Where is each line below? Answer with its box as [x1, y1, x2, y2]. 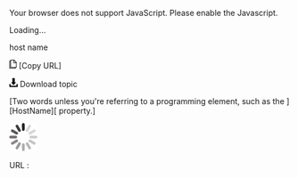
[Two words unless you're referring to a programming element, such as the [9, 96, 286, 106]
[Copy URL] [18, 61, 62, 70]
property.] [58, 106, 96, 116]
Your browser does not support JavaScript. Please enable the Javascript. [9, 8, 278, 18]
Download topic [19, 79, 79, 89]
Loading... [9, 25, 46, 35]
